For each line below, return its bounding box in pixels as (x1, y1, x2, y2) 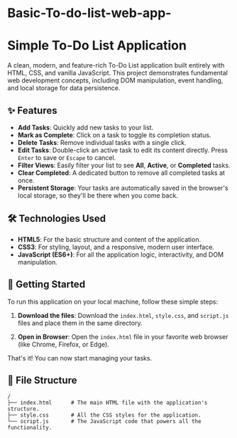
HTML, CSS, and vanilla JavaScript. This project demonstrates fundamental (7, 69, 228, 78)
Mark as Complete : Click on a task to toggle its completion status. (17, 130, 211, 139)
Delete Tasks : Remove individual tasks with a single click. (17, 138, 187, 146)
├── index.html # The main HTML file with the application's (7, 400, 208, 407)
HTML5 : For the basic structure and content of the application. (17, 235, 201, 243)
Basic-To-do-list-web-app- (7, 5, 172, 21)
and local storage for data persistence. (7, 84, 121, 92)
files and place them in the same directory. (17, 319, 143, 327)
